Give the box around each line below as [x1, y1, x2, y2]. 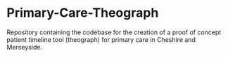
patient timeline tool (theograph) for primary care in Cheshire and [6, 35, 196, 43]
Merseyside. [6, 43, 43, 51]
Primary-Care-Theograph [6, 5, 159, 21]
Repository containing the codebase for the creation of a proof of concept [6, 28, 222, 36]
